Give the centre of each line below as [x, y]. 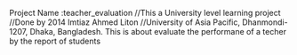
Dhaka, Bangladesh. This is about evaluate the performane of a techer [158, 31]
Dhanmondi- [265, 22]
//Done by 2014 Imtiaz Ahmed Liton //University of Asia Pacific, [125, 22]
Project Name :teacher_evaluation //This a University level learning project [145, 13]
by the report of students [55, 41]
